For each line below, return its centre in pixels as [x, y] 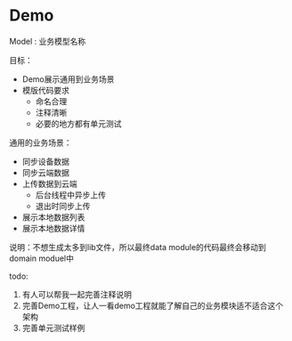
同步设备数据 [45, 161]
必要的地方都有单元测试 [78, 123]
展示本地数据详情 [53, 228]
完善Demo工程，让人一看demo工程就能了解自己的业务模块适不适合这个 [153, 305]
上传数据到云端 [49, 183]
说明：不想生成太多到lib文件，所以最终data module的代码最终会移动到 [138, 247]
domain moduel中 [41, 258]
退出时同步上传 [63, 206]
